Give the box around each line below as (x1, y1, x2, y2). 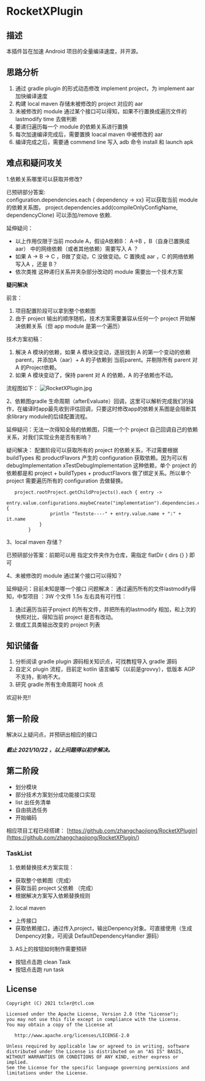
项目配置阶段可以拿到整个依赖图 (15, 307, 96, 314)
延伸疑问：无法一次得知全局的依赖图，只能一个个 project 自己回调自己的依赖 (6, 426, 198, 433)
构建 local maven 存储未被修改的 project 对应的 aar (15, 100, 143, 107)
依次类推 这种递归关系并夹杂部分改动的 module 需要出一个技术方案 (15, 268, 183, 275)
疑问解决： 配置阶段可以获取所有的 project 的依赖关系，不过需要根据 (6, 446, 178, 454)
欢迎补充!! (6, 694, 32, 701)
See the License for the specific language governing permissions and (6, 1064, 190, 1071)
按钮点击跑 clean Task (15, 958, 71, 965)
